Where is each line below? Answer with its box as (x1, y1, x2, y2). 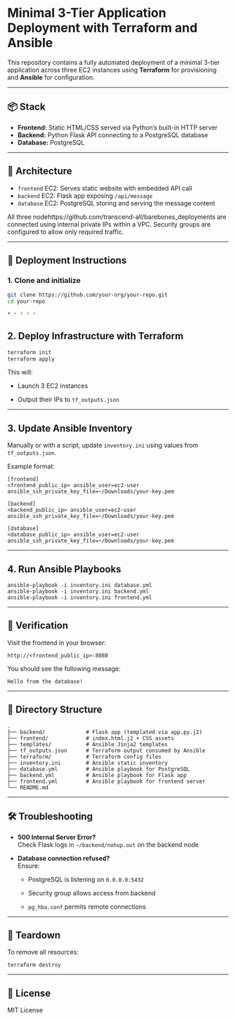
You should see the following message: (7, 664, 121, 673)
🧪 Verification (7, 619, 69, 631)
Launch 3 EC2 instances (17, 382, 88, 390)
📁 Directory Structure (7, 704, 103, 716)
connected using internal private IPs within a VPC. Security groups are (7, 220, 211, 228)
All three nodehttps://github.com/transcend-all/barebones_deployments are (7, 213, 227, 221)
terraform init (7, 348, 52, 356)
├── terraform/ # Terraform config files (7, 753, 162, 760)
